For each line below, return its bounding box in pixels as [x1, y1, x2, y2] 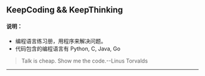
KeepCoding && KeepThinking [6, 5, 123, 15]
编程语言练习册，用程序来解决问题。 [15, 37, 107, 44]
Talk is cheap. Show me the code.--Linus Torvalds [21, 57, 148, 64]
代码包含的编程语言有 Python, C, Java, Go [15, 45, 121, 52]
